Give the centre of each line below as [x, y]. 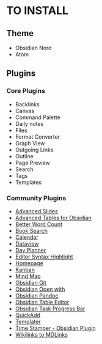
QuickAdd [28, 315]
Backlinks [27, 104]
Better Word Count [39, 224]
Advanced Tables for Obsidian [53, 218]
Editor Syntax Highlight [44, 257]
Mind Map [28, 276]
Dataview [27, 243]
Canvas [25, 111]
